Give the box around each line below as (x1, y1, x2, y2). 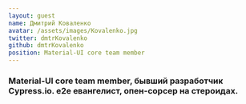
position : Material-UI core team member (8, 49, 146, 57)
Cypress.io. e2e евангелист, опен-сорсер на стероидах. (8, 85, 239, 96)
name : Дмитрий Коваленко (8, 19, 91, 27)
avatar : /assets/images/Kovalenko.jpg (8, 26, 138, 34)
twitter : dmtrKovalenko (8, 34, 88, 42)
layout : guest (8, 11, 56, 20)
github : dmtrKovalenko (8, 42, 84, 50)
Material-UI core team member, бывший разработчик (8, 75, 224, 86)
